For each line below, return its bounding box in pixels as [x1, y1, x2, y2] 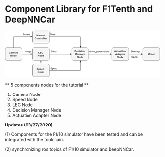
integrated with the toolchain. [5, 137, 65, 143]
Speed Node [12, 97, 38, 103]
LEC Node [12, 102, 33, 108]
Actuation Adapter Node [12, 112, 61, 119]
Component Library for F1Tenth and [5, 3, 153, 15]
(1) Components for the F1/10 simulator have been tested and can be [5, 131, 143, 137]
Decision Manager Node [12, 107, 62, 113]
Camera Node [12, 92, 41, 97]
